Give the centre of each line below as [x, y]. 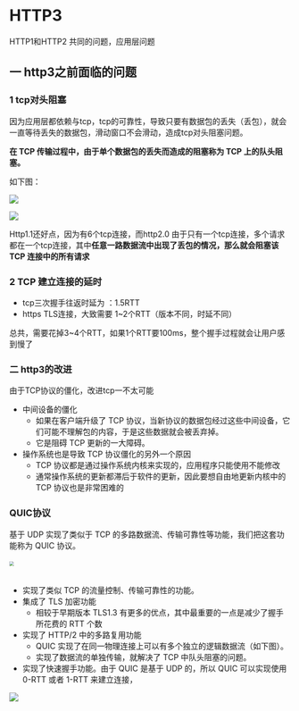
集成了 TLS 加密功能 [59, 601]
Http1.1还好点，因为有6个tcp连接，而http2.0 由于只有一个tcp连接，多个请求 [147, 234]
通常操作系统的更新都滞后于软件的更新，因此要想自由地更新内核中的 [161, 477]
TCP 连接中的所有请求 [50, 256]
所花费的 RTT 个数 [69, 623]
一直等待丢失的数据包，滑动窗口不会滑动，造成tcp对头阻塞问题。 [129, 132]
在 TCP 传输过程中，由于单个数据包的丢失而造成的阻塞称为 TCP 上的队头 [142, 151]
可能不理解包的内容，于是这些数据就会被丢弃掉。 [133, 432]
